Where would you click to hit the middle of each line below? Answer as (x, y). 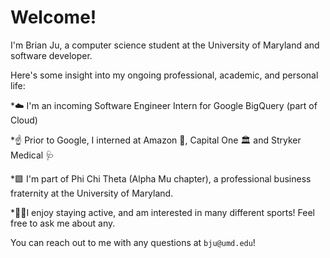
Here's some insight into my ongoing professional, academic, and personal (164, 75)
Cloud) (24, 120)
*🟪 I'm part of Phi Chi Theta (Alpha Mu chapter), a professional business (161, 178)
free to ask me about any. (63, 223)
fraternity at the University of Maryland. (92, 193)
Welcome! (53, 17)
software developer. (51, 55)
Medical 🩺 (32, 155)
